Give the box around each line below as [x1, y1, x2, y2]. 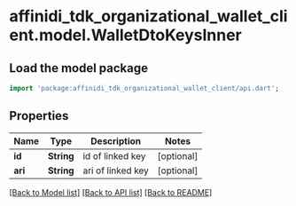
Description [90, 135, 142, 147]
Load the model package [9, 60, 149, 75]
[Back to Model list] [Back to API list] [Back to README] [9, 186, 213, 197]
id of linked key [82, 149, 146, 162]
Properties [9, 108, 69, 123]
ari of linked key [82, 164, 149, 177]
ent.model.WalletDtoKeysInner [9, 25, 242, 45]
